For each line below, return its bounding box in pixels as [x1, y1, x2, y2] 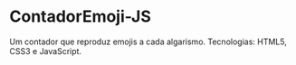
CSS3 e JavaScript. [9, 45, 82, 56]
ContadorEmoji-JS [9, 6, 152, 27]
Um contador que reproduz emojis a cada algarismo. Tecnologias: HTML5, [9, 36, 287, 47]
